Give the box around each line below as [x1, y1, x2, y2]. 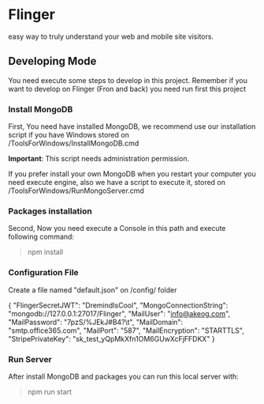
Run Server [8, 353, 53, 364]
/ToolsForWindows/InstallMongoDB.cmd [8, 138, 139, 148]
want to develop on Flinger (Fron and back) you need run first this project [8, 84, 247, 93]
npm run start [27, 387, 73, 396]
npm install [27, 247, 64, 257]
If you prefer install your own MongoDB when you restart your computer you [8, 169, 256, 179]
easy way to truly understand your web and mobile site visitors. [8, 32, 214, 41]
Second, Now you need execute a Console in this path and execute [8, 224, 226, 233]
